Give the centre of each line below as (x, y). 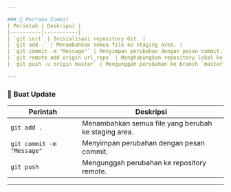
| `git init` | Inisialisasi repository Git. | (77, 38)
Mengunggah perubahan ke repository (144, 163)
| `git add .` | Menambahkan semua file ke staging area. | (95, 45)
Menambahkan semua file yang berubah (147, 123)
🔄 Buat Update (32, 94)
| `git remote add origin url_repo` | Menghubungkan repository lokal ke (115, 58)
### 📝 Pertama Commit (38, 19)
